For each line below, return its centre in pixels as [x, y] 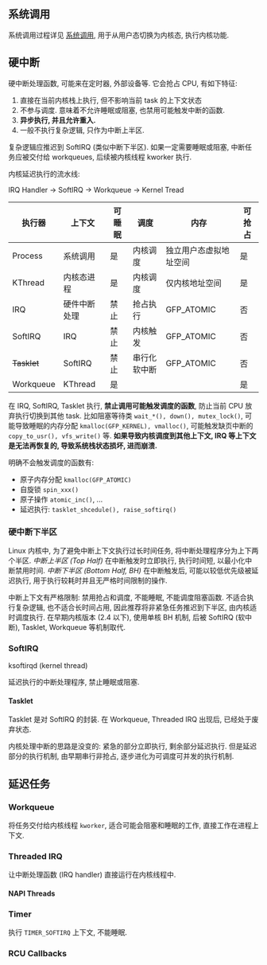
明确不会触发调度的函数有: [51, 462]
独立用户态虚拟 [193, 250]
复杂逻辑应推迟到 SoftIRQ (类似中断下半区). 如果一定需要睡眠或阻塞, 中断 [127, 147]
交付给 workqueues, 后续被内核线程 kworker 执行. [110, 157]
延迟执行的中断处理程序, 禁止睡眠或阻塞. [74, 682]
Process [27, 256]
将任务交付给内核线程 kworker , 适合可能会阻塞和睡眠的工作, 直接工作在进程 [130, 826]
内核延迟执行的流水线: [44, 174]
